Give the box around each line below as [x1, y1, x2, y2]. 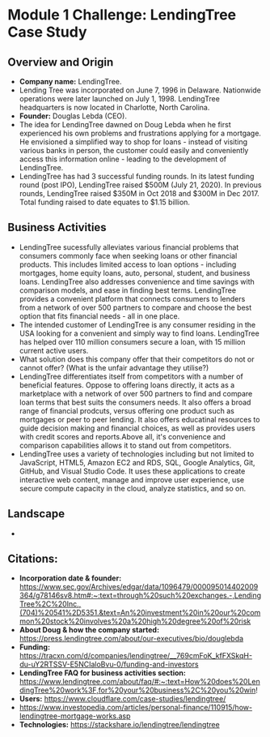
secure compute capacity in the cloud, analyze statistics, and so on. [19, 483, 247, 493]
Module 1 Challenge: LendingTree [7, 6, 237, 24]
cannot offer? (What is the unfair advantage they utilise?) [19, 362, 209, 372]
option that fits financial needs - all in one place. [19, 311, 180, 321]
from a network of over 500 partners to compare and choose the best [19, 302, 252, 312]
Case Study [7, 23, 87, 41]
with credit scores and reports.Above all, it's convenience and [19, 431, 226, 441]
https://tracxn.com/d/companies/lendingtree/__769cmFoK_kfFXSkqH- [19, 651, 252, 661]
